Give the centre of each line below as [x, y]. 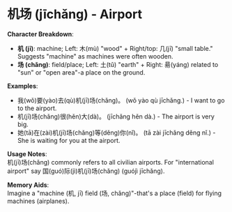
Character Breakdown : [41, 34]
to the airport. [37, 108]
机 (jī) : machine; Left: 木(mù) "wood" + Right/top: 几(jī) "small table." [115, 48]
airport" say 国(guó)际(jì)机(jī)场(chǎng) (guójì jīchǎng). [86, 171]
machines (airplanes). [38, 201]
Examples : [23, 86]
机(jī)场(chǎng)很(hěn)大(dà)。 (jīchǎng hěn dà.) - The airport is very [116, 116]
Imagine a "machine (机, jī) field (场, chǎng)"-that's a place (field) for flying [114, 193]
